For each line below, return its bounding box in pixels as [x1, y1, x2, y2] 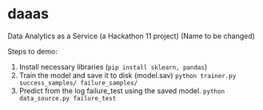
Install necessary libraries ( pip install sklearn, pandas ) [18, 61, 208, 72]
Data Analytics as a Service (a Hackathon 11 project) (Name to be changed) [7, 31, 255, 41]
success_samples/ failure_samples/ [18, 79, 138, 87]
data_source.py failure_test [18, 94, 117, 102]
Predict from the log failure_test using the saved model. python [18, 85, 225, 96]
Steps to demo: [7, 46, 58, 56]
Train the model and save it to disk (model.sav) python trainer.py [18, 70, 237, 80]
